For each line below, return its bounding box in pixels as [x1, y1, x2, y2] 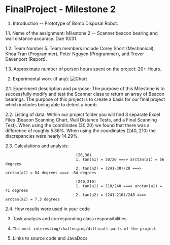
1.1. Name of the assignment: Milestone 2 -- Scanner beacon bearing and [5, 30, 158, 36]
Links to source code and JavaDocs [12, 235, 88, 241]
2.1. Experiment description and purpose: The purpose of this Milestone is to [5, 85, 165, 92]
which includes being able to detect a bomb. [5, 101, 98, 107]
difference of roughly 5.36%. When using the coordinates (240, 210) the [5, 128, 156, 134]
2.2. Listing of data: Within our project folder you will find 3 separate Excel [5, 111, 160, 117]
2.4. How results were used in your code [5, 206, 90, 212]
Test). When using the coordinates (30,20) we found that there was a [5, 122, 150, 128]
